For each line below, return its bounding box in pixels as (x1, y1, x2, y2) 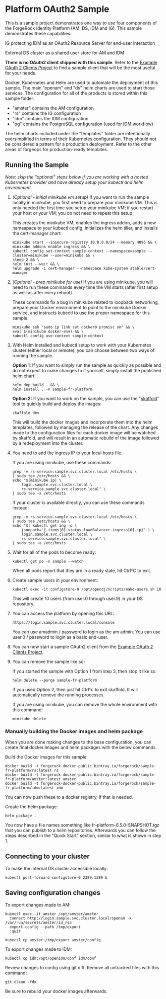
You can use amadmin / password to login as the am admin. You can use (12, 629, 161, 635)
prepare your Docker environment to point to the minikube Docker (12, 304, 147, 310)
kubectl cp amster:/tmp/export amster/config (5, 937, 101, 942)
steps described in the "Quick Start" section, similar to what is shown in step (5, 832, 162, 838)
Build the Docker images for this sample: (5, 754, 88, 760)
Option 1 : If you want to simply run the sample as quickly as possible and (12, 362, 162, 368)
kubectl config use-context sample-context (12, 333, 104, 338)
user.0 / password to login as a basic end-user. (12, 634, 109, 640)
